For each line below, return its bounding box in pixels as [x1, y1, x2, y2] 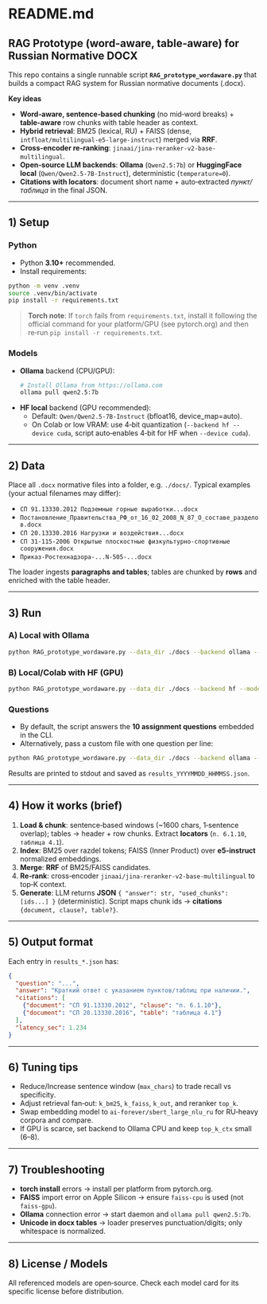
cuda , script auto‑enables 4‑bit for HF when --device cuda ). [56, 428, 251, 438]
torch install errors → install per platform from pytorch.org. [19, 1184, 213, 1194]
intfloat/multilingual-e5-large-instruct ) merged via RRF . [19, 135, 218, 144]
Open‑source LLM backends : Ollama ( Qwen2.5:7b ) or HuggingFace [19, 160, 242, 170]
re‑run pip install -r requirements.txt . [27, 328, 163, 338]
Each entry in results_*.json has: [8, 956, 119, 966]
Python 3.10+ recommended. [19, 258, 116, 267]
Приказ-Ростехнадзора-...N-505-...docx [19, 553, 153, 561]
